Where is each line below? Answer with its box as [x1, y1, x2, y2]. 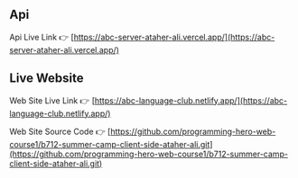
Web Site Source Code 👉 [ [9, 126, 111, 137]
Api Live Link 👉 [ [9, 31, 74, 42]
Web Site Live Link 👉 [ [9, 94, 95, 106]
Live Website [9, 71, 84, 86]
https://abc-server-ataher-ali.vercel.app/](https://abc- [73, 31, 275, 42]
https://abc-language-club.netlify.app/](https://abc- [94, 94, 288, 106]
